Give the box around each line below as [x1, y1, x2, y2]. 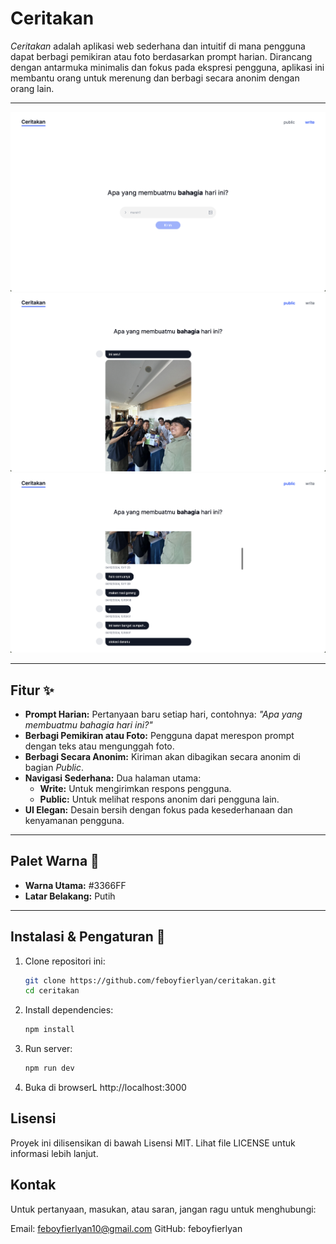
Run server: [24, 1043, 73, 1055]
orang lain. [10, 82, 55, 94]
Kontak [10, 1177, 57, 1194]
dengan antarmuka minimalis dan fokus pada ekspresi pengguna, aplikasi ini [10, 61, 325, 73]
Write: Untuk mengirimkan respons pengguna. [39, 782, 232, 794]
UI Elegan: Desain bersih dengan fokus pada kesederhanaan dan [24, 803, 293, 816]
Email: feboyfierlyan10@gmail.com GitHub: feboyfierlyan [10, 1222, 243, 1234]
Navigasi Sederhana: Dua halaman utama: [24, 772, 202, 784]
